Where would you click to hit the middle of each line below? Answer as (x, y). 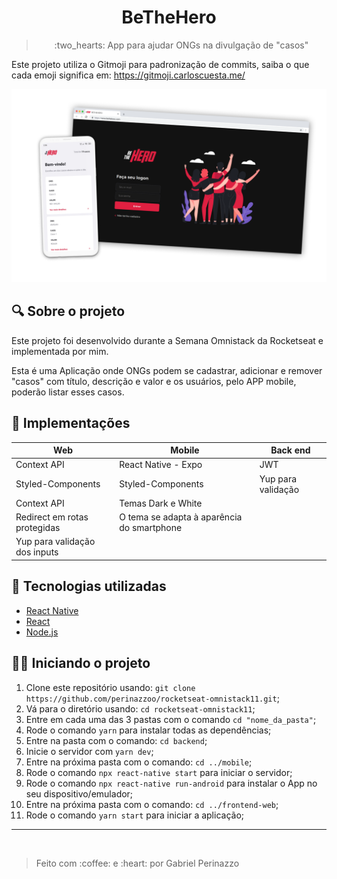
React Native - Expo (161, 465)
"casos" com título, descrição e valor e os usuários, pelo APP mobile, (154, 381)
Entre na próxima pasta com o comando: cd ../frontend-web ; (152, 804)
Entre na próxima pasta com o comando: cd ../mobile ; (139, 762)
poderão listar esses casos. (68, 392)
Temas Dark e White (161, 503)
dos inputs (37, 552)
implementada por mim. (60, 351)
